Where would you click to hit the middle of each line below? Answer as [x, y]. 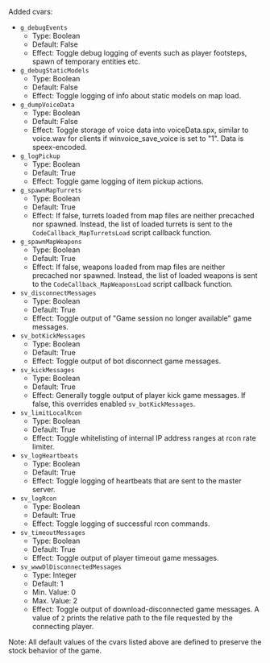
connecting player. [63, 626]
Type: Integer [54, 575]
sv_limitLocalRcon [51, 413]
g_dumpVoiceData [47, 105]
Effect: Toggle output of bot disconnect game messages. [127, 361]
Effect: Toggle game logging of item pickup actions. [118, 181]
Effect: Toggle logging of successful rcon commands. [121, 524]
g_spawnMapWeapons [51, 242]
